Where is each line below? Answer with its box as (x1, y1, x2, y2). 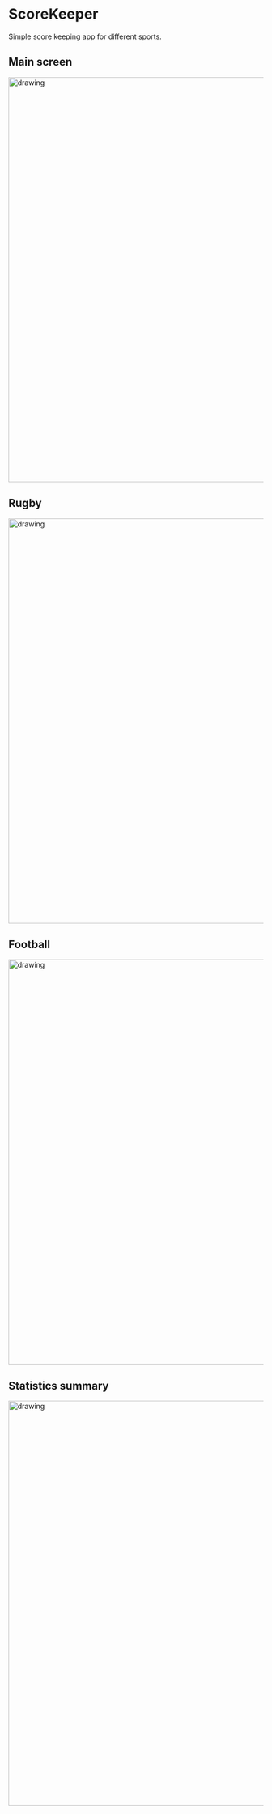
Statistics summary (8, 1378, 109, 1393)
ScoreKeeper (8, 5, 99, 23)
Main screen (8, 55, 73, 69)
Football (8, 937, 51, 952)
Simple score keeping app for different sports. (8, 32, 162, 41)
